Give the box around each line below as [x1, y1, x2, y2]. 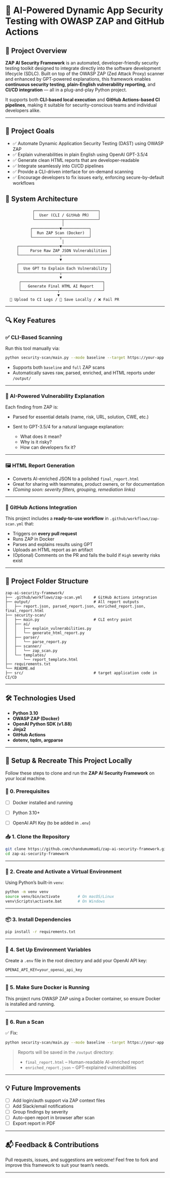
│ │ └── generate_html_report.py [5, 630, 85, 635]
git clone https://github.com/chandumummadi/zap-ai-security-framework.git [5, 847, 168, 852]
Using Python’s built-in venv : [5, 880, 64, 886]
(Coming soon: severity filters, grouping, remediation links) [12, 486, 136, 492]
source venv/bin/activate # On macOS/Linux [5, 894, 114, 899]
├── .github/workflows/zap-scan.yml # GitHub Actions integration [5, 595, 157, 600]
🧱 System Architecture [5, 195, 78, 204]
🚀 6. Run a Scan [5, 1018, 45, 1025]
